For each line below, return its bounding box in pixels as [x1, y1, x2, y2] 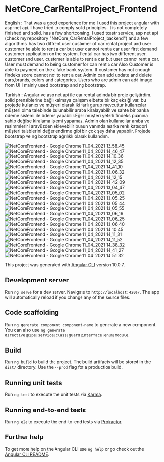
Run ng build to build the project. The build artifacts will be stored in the [5, 359, 151, 365]
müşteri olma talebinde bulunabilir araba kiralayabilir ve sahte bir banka [5, 107, 149, 113]
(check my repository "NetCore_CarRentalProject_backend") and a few [5, 35, 149, 41]
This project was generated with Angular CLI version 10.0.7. [5, 261, 125, 268]
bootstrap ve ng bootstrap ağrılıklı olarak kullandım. [5, 133, 109, 139]
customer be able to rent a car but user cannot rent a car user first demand [5, 46, 157, 51]
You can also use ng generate [5, 327, 65, 333]
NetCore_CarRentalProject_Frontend [5, 3, 158, 15]
